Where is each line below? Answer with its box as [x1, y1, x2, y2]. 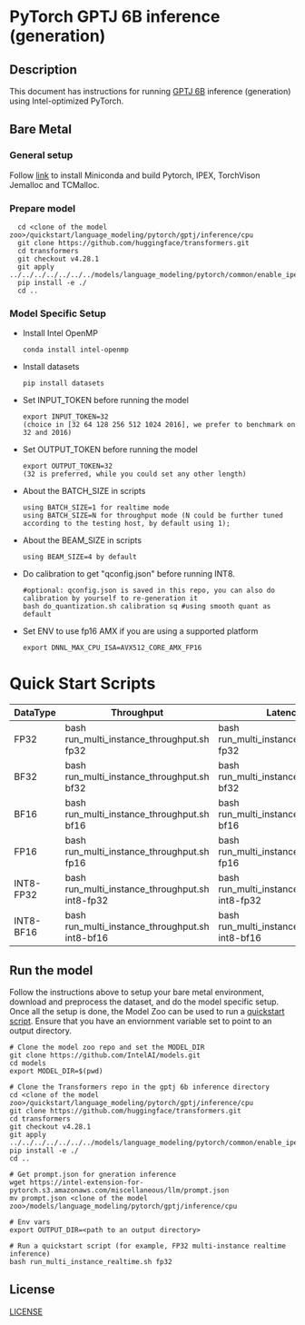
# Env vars [9, 1218, 51, 1227]
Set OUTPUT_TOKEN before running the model [22, 444, 198, 455]
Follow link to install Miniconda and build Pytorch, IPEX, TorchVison [9, 170, 261, 181]
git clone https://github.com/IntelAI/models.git [9, 1051, 202, 1060]
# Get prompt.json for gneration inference [9, 1170, 177, 1180]
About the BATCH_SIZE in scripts [22, 486, 146, 497]
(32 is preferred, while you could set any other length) [22, 470, 247, 479]
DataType [14, 707, 56, 719]
